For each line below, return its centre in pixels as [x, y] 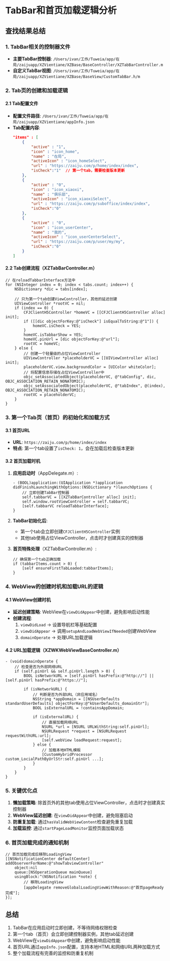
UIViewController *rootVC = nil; [50, 303]
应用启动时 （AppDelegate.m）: [45, 473]
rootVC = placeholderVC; [50, 395]
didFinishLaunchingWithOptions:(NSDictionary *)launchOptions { [82, 487]
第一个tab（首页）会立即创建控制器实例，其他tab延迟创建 [73, 934]
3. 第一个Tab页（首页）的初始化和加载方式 [57, 417]
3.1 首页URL [18, 430]
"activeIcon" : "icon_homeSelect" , [69, 161]
